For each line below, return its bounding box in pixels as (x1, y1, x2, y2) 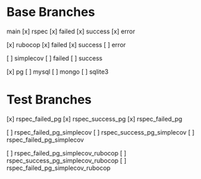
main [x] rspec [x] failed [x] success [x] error (6, 27, 136, 35)
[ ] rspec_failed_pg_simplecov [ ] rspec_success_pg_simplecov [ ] (6, 128, 195, 136)
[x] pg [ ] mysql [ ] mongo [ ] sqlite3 (6, 67, 109, 76)
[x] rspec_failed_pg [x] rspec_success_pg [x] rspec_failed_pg (6, 114, 182, 123)
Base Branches (6, 4, 95, 20)
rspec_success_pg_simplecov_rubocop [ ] (6, 156, 127, 164)
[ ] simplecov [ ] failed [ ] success (6, 53, 103, 62)
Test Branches (6, 92, 92, 108)
